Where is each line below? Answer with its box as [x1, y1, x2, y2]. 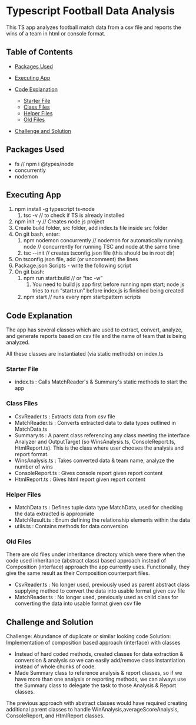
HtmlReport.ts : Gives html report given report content [14, 476, 146, 483]
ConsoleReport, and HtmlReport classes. [6, 712, 105, 719]
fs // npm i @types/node [14, 160, 74, 167]
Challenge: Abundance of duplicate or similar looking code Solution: [6, 633, 171, 640]
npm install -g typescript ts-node [14, 206, 95, 213]
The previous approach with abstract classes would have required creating [6, 700, 188, 707]
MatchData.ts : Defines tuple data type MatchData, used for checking [14, 504, 183, 511]
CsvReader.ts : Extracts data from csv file [14, 412, 116, 420]
